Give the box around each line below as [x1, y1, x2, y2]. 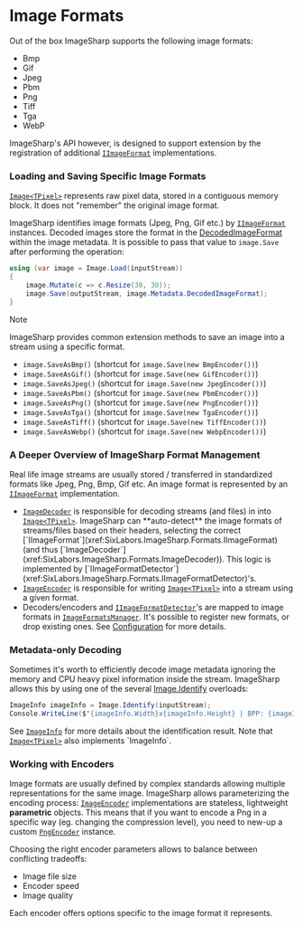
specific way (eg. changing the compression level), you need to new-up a [9, 817, 283, 828]
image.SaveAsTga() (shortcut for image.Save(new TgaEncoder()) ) [22, 406, 259, 417]
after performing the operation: [9, 246, 124, 258]
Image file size [22, 871, 77, 882]
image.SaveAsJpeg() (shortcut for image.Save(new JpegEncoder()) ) [22, 377, 267, 389]
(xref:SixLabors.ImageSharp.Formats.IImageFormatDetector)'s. [22, 572, 257, 583]
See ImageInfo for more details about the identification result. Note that [9, 725, 273, 736]
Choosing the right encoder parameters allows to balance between [9, 844, 258, 855]
